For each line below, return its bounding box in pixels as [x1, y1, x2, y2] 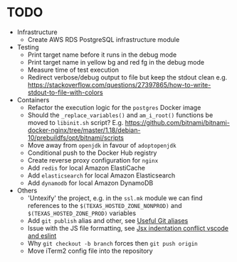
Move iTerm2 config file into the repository [27, 246, 154, 255]
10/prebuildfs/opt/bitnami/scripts [27, 133, 125, 142]
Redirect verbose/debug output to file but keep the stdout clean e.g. [27, 72, 228, 82]
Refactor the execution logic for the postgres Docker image [27, 103, 201, 111]
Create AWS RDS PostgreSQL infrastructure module [27, 35, 180, 43]
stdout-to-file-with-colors [27, 88, 104, 97]
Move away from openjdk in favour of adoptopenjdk [27, 141, 177, 149]
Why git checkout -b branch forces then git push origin [27, 239, 199, 247]
